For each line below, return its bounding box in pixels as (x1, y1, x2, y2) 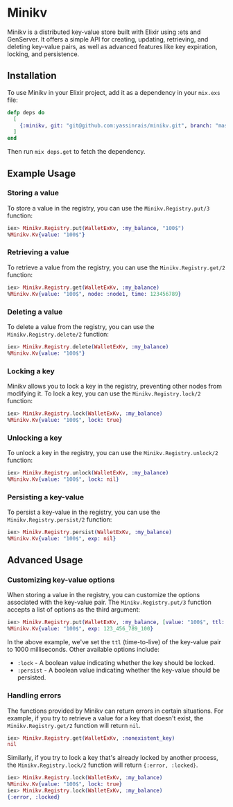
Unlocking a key (7, 433, 62, 443)
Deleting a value (7, 307, 63, 317)
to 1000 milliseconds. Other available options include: (7, 646, 159, 654)
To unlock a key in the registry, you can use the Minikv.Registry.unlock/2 (7, 449, 218, 456)
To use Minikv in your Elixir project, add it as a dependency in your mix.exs (7, 88, 221, 96)
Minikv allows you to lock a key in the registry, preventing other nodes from (7, 382, 222, 390)
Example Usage (7, 168, 76, 179)
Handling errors (7, 691, 62, 700)
